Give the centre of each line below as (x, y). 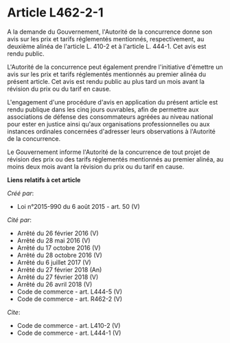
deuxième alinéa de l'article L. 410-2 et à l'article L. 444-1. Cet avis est (107, 46)
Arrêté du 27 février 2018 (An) (59, 269)
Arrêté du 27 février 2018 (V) (58, 277)
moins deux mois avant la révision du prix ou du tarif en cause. (96, 166)
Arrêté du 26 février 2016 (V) (58, 233)
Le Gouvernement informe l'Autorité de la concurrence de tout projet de (109, 152)
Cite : (14, 312)
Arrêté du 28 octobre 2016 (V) (60, 255)
